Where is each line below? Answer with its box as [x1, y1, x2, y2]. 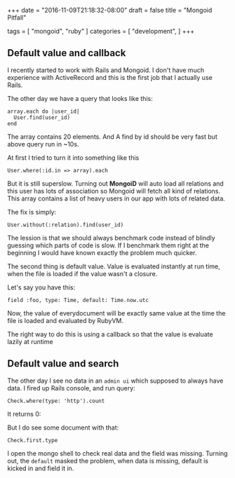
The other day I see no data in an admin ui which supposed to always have [7, 376, 224, 385]
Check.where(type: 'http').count [7, 397, 105, 404]
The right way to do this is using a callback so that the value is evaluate [7, 329, 213, 339]
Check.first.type [7, 437, 58, 444]
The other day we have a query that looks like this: [7, 94, 153, 102]
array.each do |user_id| [7, 108, 80, 115]
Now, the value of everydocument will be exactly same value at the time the [7, 308, 226, 317]
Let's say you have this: [7, 283, 76, 292]
